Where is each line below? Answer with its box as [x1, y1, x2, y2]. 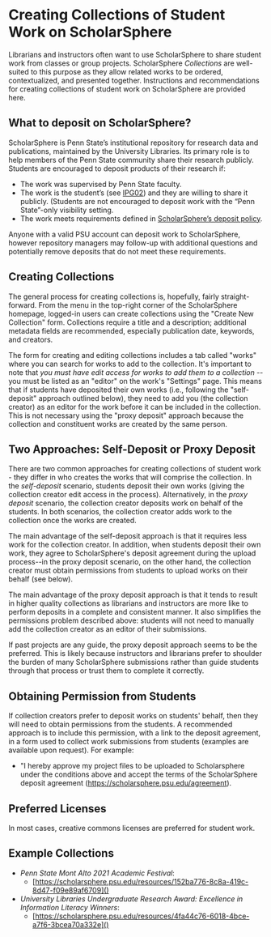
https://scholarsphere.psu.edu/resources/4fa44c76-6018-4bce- [35, 911, 250, 921]
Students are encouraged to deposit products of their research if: [8, 164, 227, 173]
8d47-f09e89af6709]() [32, 885, 109, 895]
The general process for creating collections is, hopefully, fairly [8, 292, 220, 301]
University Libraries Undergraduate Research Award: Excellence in [19, 893, 243, 904]
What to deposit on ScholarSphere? [8, 116, 192, 130]
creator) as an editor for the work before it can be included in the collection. [8, 402, 261, 411]
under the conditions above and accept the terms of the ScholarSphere [19, 769, 258, 779]
